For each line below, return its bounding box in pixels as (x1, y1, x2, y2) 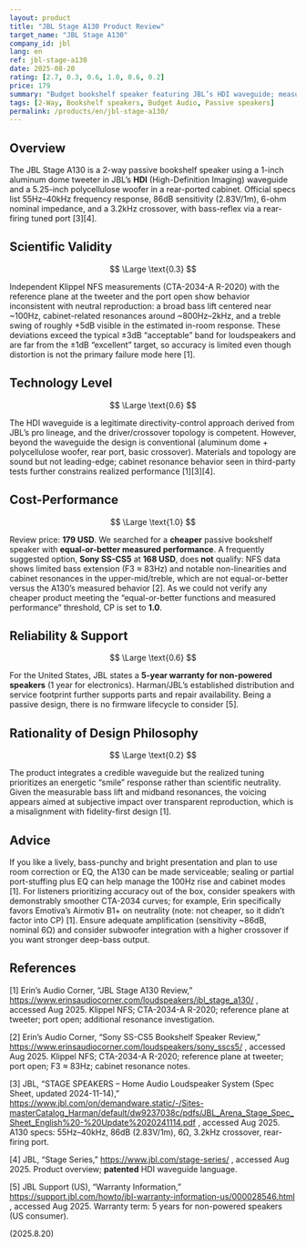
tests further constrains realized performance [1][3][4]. (9, 466, 216, 477)
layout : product (9, 13, 71, 23)
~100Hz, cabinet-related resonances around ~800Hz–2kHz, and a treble (9, 310, 281, 321)
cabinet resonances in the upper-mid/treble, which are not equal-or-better (9, 572, 289, 583)
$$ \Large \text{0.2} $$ (108, 749, 198, 761)
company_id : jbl (9, 38, 71, 48)
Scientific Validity (9, 239, 113, 255)
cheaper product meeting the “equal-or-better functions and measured (9, 592, 276, 603)
